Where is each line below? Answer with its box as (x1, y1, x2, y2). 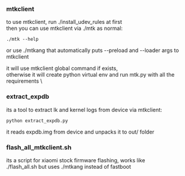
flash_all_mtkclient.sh (6, 143, 72, 151)
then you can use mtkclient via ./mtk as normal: (6, 25, 123, 32)
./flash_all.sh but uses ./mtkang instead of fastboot (6, 163, 132, 170)
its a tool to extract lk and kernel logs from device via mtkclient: (6, 106, 163, 113)
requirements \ (6, 77, 43, 85)
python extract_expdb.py (6, 117, 68, 124)
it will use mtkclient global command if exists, (6, 65, 118, 72)
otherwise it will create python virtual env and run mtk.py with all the (6, 71, 175, 78)
